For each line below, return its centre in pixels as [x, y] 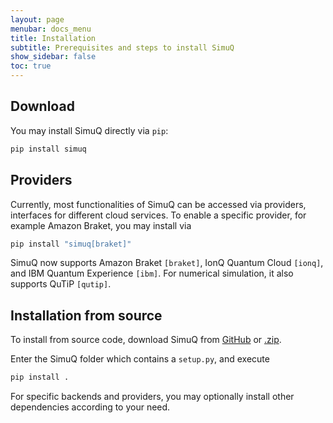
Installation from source [86, 315]
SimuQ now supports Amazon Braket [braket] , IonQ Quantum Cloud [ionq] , [167, 263]
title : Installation [53, 38]
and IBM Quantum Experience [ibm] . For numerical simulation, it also [152, 273]
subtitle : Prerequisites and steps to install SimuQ [122, 47]
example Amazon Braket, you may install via [101, 225]
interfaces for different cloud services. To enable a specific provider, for [158, 215]
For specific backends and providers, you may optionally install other [152, 397]
